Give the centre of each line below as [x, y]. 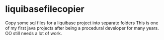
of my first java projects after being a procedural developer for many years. [82, 28]
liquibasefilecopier [45, 9]
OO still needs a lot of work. [34, 33]
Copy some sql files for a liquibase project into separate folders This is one [82, 23]
